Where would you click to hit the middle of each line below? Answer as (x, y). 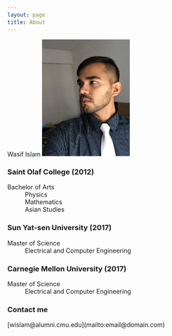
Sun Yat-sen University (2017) (60, 228)
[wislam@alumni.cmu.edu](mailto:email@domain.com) (86, 325)
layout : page (26, 15)
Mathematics (44, 202)
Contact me (28, 309)
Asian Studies (45, 210)
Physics (36, 195)
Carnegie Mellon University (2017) (67, 269)
